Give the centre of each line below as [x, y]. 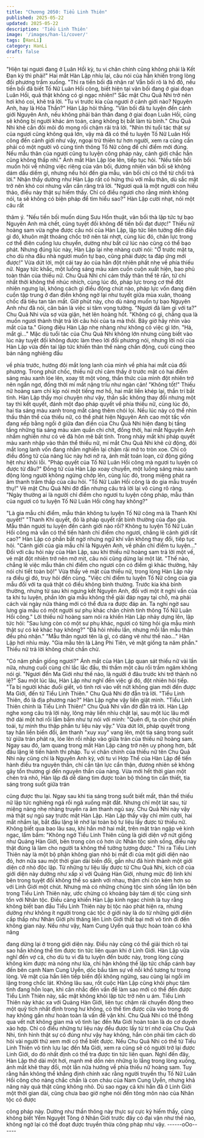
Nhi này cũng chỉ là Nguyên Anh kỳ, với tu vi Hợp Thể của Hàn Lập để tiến [99, 758]
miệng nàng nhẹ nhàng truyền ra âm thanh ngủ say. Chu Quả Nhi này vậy [98, 808]
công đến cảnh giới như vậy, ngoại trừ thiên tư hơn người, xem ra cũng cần [100, 140]
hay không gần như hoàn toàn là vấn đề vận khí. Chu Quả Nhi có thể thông [100, 1015]
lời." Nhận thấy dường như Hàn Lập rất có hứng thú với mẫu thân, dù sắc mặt [102, 179]
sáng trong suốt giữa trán [38, 784]
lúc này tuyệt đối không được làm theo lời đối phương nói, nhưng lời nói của [100, 340]
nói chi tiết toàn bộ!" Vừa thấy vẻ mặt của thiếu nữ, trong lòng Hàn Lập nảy [100, 571]
